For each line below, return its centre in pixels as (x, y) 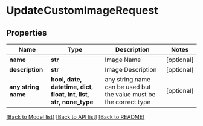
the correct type (128, 102)
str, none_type (72, 102)
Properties (27, 33)
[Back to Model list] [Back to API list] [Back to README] (76, 117)
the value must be (130, 94)
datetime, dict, (72, 87)
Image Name (123, 60)
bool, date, (66, 79)
